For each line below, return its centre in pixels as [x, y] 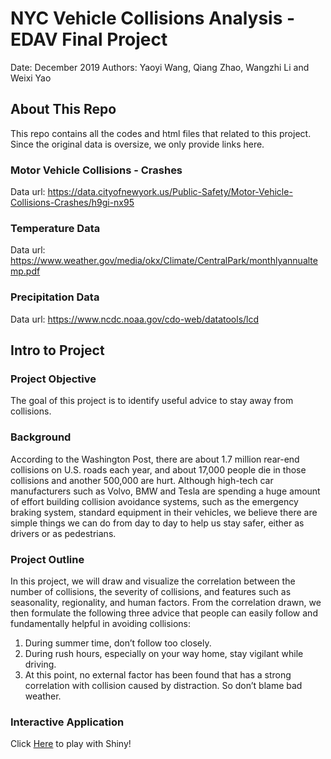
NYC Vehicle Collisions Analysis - [153, 18]
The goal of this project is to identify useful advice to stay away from [152, 401]
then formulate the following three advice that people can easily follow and [164, 613]
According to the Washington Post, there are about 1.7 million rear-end [155, 459]
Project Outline [47, 559]
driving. [40, 664]
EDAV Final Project [89, 39]
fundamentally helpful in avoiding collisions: [101, 623]
